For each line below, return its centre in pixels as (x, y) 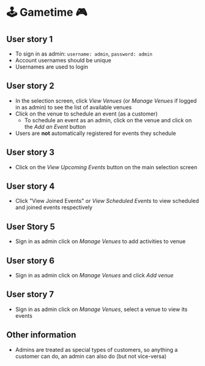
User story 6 (31, 261)
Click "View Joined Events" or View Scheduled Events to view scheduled (107, 201)
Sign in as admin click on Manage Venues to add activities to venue (100, 241)
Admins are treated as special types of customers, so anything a (96, 350)
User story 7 (30, 295)
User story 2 (31, 86)
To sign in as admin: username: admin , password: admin (84, 54)
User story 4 (31, 187)
